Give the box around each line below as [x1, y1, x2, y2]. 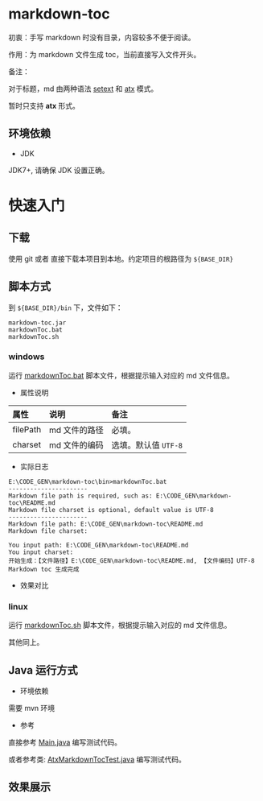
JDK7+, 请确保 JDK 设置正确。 [8, 165, 110, 175]
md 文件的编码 [48, 440, 105, 451]
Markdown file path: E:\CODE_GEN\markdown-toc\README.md [8, 520, 203, 528]
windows [8, 351, 45, 362]
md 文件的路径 [48, 424, 105, 436]
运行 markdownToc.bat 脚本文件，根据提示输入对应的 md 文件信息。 [8, 370, 235, 380]
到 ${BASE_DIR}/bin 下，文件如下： [8, 303, 123, 312]
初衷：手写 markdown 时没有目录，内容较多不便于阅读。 [8, 32, 195, 42]
